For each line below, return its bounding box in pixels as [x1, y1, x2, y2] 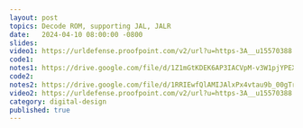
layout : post [9, 13, 59, 23]
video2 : [9, 88, 39, 97]
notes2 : [9, 80, 39, 89]
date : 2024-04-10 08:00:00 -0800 [9, 30, 143, 39]
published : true [9, 105, 70, 114]
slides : [9, 38, 39, 48]
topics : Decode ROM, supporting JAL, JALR [9, 22, 171, 31]
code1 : [9, 55, 34, 64]
